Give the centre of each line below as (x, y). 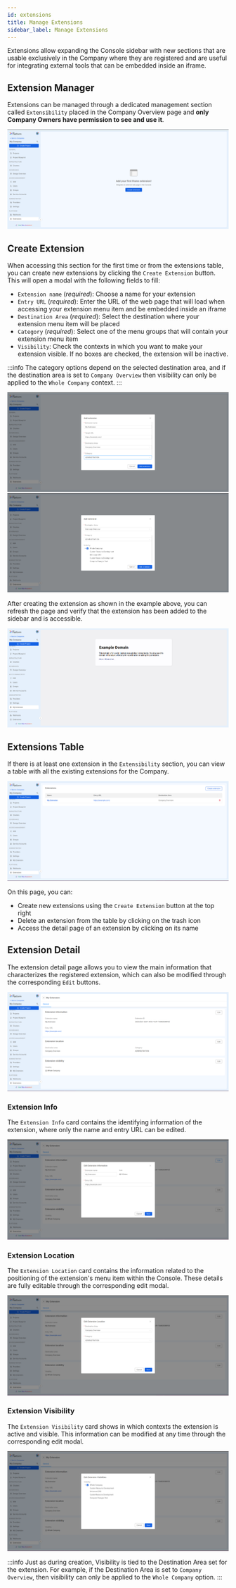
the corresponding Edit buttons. (54, 982)
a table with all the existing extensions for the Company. (88, 771)
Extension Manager (51, 88)
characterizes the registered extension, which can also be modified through (117, 974)
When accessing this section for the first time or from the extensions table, (116, 266)
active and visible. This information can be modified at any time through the (117, 1434)
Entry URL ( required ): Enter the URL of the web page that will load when (121, 302)
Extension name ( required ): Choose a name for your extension (106, 294)
